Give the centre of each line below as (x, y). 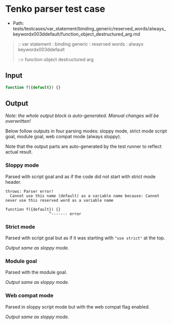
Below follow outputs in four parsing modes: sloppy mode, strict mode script (86, 131)
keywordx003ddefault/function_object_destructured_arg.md (76, 34)
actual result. (19, 152)
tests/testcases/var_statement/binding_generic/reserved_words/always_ (89, 28)
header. (13, 182)
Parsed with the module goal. (36, 272)
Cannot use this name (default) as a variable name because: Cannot (85, 196)
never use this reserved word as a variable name (60, 200)
